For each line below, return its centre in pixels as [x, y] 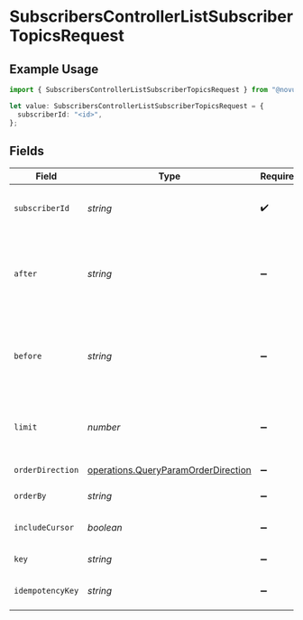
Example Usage [54, 69]
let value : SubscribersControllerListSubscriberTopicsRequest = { [137, 106]
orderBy [30, 496]
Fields [27, 151]
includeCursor [44, 528]
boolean [105, 528]
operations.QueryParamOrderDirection [169, 470]
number [104, 428]
